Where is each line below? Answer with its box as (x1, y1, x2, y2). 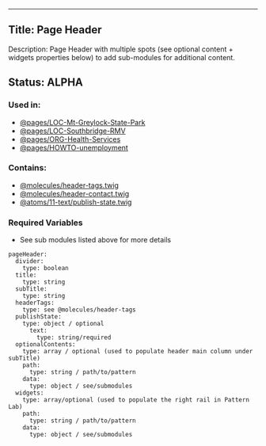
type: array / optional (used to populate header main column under (22, 348, 253, 356)
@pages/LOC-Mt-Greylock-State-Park (19, 117, 146, 127)
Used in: (8, 100, 41, 111)
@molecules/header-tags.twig (19, 180, 119, 190)
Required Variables (8, 217, 83, 228)
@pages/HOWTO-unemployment (19, 143, 128, 152)
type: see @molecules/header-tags (22, 306, 136, 314)
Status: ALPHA (8, 76, 83, 90)
